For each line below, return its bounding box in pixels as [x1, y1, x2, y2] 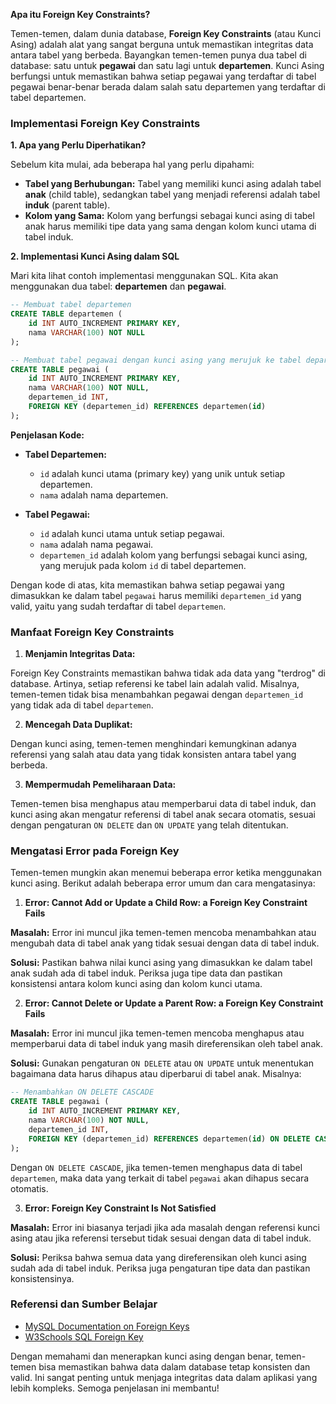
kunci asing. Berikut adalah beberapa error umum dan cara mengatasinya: [10, 877, 316, 889]
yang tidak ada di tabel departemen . [10, 699, 154, 711]
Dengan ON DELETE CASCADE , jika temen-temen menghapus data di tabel [10, 1161, 303, 1173]
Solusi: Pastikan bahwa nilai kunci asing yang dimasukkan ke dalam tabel [10, 957, 313, 969]
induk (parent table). [24, 199, 111, 211]
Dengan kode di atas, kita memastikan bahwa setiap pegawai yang [10, 579, 285, 591]
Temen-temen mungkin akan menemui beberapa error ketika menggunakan [10, 867, 322, 879]
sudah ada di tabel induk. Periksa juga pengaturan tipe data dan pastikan [10, 1262, 311, 1274]
